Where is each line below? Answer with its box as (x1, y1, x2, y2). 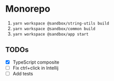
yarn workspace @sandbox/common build (12, 26, 96, 31)
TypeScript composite (12, 59, 60, 65)
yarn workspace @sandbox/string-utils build (12, 21, 109, 26)
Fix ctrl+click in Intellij (12, 65, 59, 71)
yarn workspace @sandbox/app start (12, 32, 89, 37)
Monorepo (5, 3, 51, 15)
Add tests (12, 70, 33, 76)
